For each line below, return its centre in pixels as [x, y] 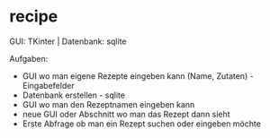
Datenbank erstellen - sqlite [74, 95]
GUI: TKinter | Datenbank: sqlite [68, 41]
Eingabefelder [48, 85]
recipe [34, 17]
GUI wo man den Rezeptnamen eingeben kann [108, 104]
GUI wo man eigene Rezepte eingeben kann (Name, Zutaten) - [138, 76]
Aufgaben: [29, 58]
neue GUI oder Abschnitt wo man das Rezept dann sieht [126, 114]
